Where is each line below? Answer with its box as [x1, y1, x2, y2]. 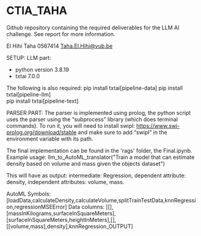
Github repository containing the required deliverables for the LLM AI [6, 24, 180, 31]
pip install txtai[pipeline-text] [6, 97, 79, 105]
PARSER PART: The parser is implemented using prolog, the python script [6, 109, 191, 116]
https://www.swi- [136, 122, 180, 129]
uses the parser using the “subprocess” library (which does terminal [6, 116, 178, 123]
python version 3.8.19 [15, 65, 69, 73]
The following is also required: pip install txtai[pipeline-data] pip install [6, 84, 183, 92]
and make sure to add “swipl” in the [78, 128, 167, 136]
